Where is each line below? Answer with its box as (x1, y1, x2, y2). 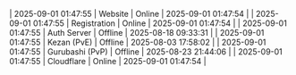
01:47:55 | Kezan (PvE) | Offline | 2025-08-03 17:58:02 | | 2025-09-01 (9, 37, 266, 47)
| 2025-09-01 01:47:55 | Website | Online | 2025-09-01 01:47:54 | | (9, 9, 255, 19)
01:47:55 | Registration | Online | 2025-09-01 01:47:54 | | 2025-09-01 (32, 18, 288, 29)
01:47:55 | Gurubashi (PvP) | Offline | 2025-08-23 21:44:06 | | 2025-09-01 (9, 46, 283, 57)
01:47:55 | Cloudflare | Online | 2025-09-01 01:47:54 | (9, 56, 207, 66)
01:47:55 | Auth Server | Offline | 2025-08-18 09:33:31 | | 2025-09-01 (9, 28, 265, 37)
